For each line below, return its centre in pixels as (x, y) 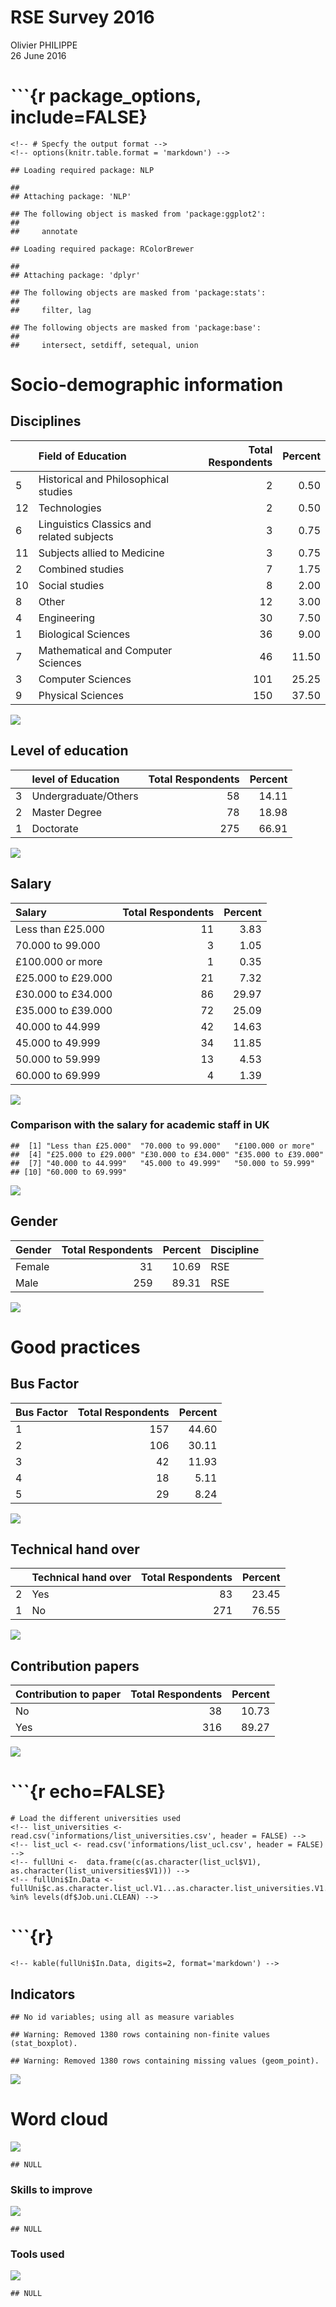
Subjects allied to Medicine (101, 553)
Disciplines (46, 421)
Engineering (66, 618)
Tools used (37, 2254)
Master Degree (67, 812)
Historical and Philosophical (104, 479)
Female (32, 1266)
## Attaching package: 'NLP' (71, 196)
